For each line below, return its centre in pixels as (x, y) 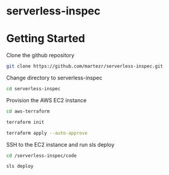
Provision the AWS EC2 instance (46, 100)
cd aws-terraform (28, 111)
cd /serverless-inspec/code (42, 155)
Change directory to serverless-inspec (54, 78)
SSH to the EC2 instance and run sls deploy (60, 144)
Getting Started (46, 39)
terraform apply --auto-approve (47, 133)
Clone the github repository (40, 55)
